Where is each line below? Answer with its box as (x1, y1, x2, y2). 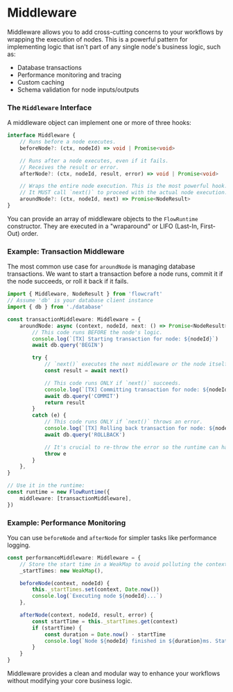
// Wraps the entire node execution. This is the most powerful (19, 182, 209, 190)
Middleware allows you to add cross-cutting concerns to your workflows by (7, 28, 223, 36)
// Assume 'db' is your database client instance (7, 297, 154, 304)
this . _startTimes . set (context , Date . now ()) (32, 586, 159, 594)
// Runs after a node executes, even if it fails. (19, 157, 169, 164)
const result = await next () (44, 367, 129, 374)
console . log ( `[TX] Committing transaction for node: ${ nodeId (44, 386, 228, 393)
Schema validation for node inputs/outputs (17, 85, 139, 94)
